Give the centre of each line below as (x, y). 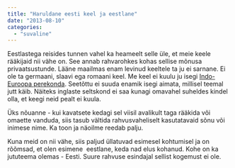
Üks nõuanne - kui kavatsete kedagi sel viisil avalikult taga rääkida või (109, 113)
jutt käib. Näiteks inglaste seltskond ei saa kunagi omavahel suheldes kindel (117, 91)
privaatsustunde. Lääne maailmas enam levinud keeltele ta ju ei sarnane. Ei (116, 69)
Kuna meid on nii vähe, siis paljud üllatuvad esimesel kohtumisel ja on (109, 142)
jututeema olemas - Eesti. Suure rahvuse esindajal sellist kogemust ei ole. (114, 157)
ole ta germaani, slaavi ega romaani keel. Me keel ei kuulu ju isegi (103, 77)
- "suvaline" (33, 34)
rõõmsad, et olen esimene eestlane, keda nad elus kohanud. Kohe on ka (113, 149)
